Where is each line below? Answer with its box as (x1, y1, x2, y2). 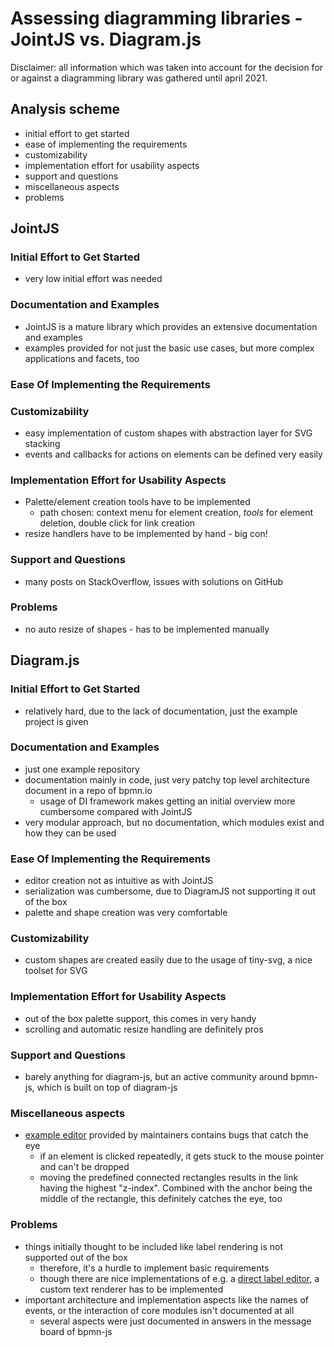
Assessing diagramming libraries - (10, 7, 303, 30)
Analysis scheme (10, 101, 121, 118)
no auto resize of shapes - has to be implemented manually (24, 623, 270, 635)
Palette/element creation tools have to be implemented (24, 496, 251, 508)
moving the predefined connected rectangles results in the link (39, 1172, 299, 1184)
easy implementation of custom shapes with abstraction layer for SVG (24, 427, 313, 439)
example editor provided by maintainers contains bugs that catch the (24, 1129, 309, 1141)
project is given (24, 715, 89, 727)
